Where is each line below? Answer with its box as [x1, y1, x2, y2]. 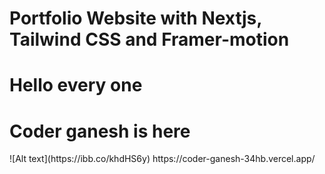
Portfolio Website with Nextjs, [9, 7, 262, 30]
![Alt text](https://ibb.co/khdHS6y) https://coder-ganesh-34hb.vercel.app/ [9, 153, 316, 165]
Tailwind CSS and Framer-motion [9, 28, 290, 51]
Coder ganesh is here [9, 120, 191, 142]
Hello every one [9, 74, 143, 97]
